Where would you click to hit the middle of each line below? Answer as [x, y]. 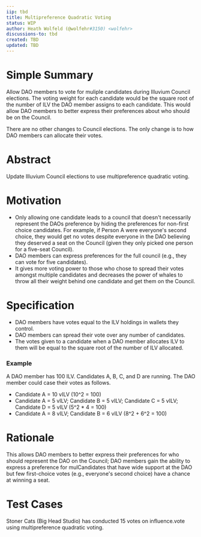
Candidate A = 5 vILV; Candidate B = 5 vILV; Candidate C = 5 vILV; [96, 400]
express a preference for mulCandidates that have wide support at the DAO [99, 467]
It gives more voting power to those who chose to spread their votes [99, 268]
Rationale [30, 438]
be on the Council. [29, 117]
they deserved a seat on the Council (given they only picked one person [104, 243]
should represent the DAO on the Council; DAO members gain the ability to [98, 461]
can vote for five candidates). [51, 262]
